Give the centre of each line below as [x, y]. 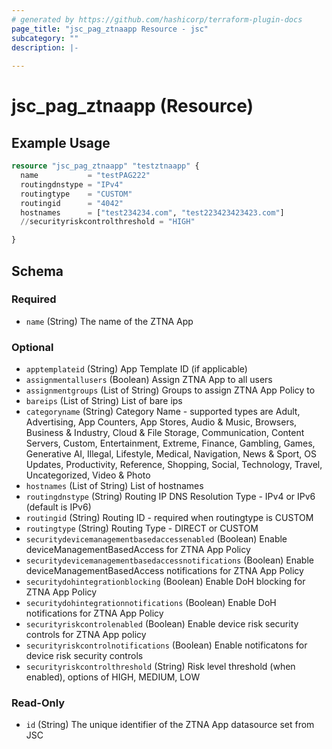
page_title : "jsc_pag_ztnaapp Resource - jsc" [110, 29]
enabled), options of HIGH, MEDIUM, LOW [113, 677]
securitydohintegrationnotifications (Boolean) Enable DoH [151, 603]
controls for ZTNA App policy [86, 635]
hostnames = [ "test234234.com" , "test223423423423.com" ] [152, 212]
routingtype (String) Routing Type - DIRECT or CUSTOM [142, 528]
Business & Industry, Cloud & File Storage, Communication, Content [165, 433]
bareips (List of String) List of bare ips [104, 401]
